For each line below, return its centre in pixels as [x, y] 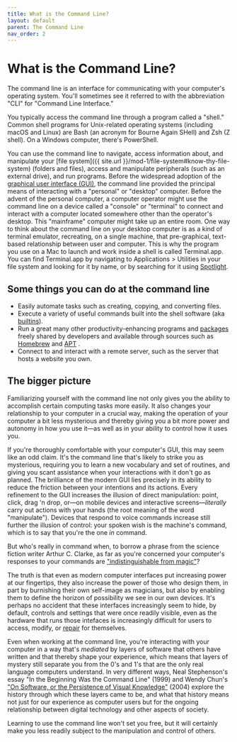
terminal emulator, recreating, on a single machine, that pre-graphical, [109, 237]
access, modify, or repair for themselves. [67, 628]
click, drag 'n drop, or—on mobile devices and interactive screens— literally [117, 502]
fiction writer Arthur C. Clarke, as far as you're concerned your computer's [116, 553]
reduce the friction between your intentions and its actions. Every [103, 487]
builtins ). [30, 321]
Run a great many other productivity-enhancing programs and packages [123, 328]
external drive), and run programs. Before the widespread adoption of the [114, 176]
